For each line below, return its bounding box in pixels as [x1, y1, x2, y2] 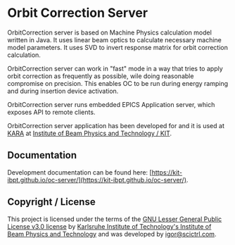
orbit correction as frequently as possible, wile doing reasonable [7, 72, 194, 80]
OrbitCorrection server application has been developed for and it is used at [7, 121, 225, 130]
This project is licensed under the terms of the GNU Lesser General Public [7, 215, 222, 223]
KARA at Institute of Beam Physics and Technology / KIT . [7, 129, 172, 137]
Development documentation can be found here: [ [7, 168, 153, 177]
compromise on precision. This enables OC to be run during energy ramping [7, 79, 229, 87]
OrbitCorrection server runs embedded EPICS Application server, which [7, 100, 215, 108]
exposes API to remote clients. [7, 108, 96, 116]
